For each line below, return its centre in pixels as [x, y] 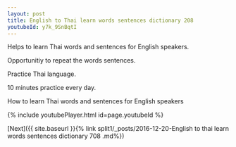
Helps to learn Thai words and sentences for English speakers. [98, 47]
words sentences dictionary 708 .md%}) [66, 136]
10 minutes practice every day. [52, 88]
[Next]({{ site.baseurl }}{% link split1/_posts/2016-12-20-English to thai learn [118, 129]
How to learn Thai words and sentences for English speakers [96, 101]
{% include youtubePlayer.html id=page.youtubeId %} [86, 115]
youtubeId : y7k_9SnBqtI [42, 27]
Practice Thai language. [42, 74]
